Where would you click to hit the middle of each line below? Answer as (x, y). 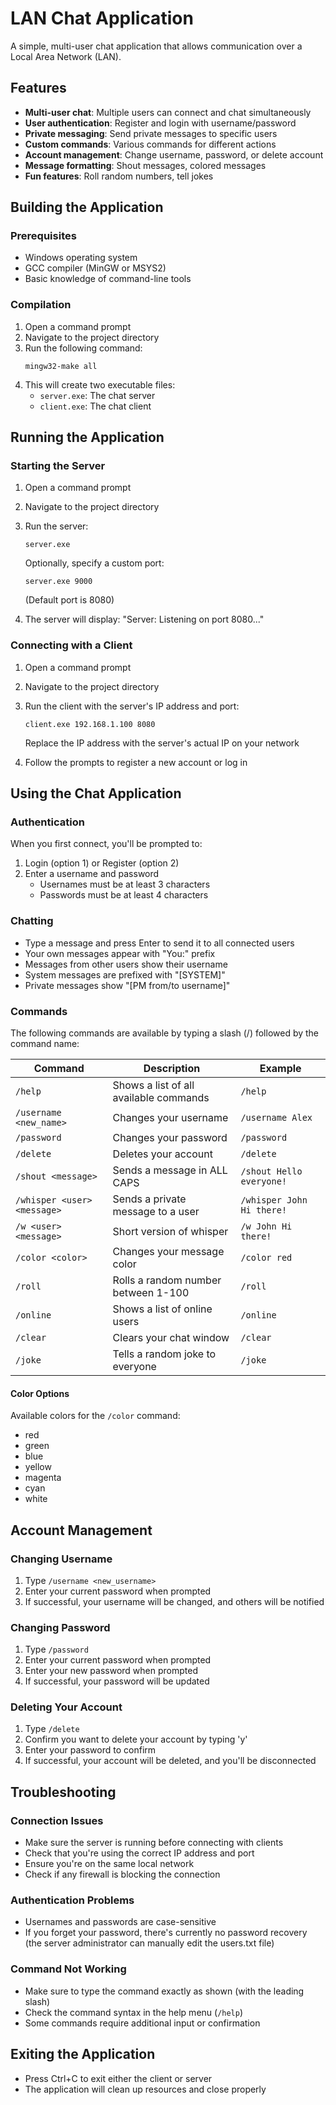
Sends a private (149, 1199)
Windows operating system (81, 258)
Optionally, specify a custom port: (94, 563)
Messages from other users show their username (126, 964)
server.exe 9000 (58, 582)
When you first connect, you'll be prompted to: (106, 844)
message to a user (156, 1211)
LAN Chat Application (102, 18)
